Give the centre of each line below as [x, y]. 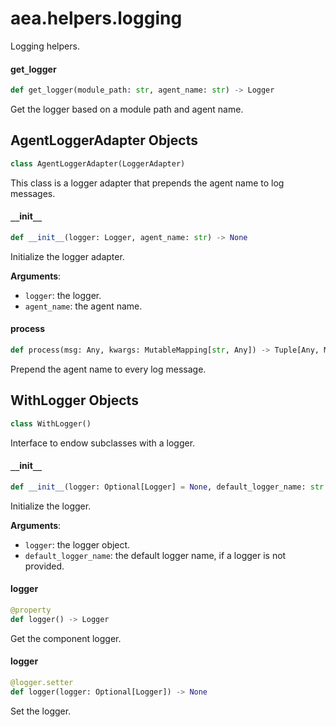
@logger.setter [42, 682]
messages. [33, 193]
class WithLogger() [51, 423]
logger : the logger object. [77, 544]
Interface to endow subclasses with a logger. [103, 443]
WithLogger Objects [74, 400]
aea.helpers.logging [96, 18]
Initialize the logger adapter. [67, 256]
